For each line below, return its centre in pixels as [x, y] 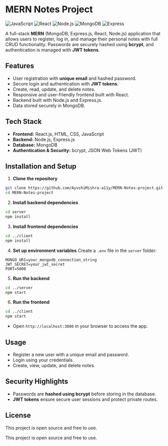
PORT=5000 [16, 269]
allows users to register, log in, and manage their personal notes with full [82, 39]
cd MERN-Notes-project [29, 193]
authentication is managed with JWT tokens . [53, 50]
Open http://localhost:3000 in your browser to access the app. [80, 326]
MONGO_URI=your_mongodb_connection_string [51, 260]
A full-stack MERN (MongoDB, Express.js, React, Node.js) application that [83, 33]
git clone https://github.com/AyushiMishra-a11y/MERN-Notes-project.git [84, 188]
